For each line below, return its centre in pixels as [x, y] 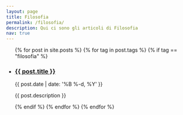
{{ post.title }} [35, 72]
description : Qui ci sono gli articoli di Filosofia [72, 28]
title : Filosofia [27, 17]
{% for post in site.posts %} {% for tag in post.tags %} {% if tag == [96, 50]
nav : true [18, 33]
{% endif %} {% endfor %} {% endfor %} [64, 107]
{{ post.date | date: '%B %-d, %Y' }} [59, 84]
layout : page [22, 11]
